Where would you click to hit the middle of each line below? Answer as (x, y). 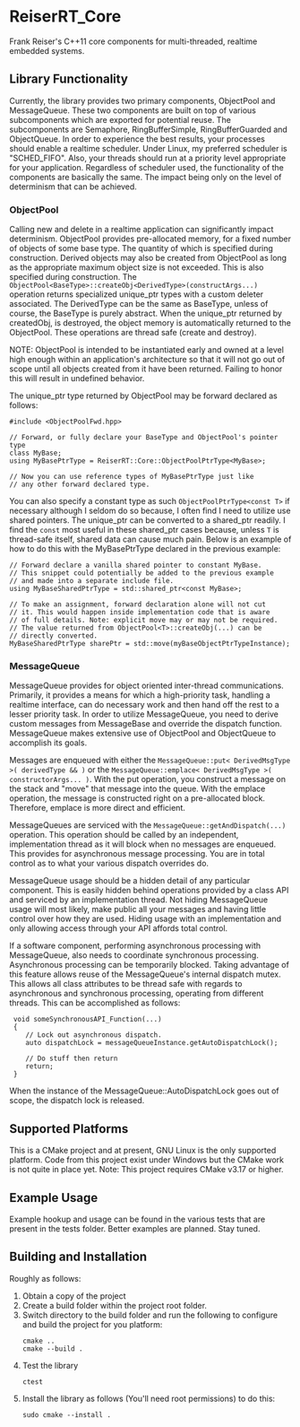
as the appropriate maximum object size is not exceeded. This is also (137, 267)
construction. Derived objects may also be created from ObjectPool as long (148, 258)
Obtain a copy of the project (74, 1296)
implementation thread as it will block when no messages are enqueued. (143, 844)
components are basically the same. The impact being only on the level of (146, 177)
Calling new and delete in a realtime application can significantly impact (141, 230)
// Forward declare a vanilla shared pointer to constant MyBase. (136, 566)
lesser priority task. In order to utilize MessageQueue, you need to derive (144, 714)
